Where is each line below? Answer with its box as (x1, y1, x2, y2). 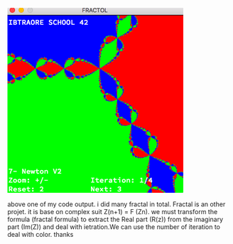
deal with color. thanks (7, 230, 74, 238)
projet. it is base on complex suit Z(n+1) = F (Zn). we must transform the (7, 208, 218, 216)
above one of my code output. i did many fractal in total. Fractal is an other (7, 200, 226, 208)
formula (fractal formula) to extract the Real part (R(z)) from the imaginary (7, 215, 224, 223)
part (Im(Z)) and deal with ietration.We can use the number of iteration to (7, 223, 220, 231)
